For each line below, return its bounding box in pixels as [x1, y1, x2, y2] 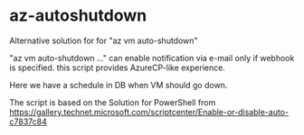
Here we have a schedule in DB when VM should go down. [9, 79, 228, 90]
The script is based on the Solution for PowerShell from [9, 96, 216, 108]
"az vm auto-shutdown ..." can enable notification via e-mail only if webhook [9, 52, 295, 63]
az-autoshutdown [9, 5, 147, 26]
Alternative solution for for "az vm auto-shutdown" [9, 35, 198, 46]
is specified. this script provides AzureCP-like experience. [9, 62, 226, 73]
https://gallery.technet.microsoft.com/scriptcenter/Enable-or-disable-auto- [9, 106, 290, 117]
